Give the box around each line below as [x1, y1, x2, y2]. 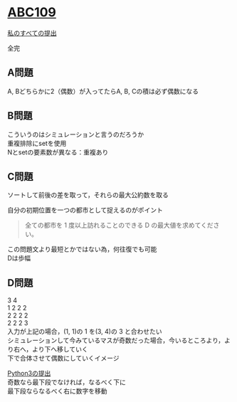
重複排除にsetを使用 [7, 139, 67, 147]
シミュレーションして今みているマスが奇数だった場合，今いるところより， [7, 336, 225, 345]
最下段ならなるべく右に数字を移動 [7, 387, 107, 396]
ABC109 [7, 4, 57, 21]
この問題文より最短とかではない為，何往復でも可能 [7, 245, 157, 253]
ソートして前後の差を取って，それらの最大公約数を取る [7, 191, 169, 199]
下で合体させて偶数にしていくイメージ [7, 354, 120, 363]
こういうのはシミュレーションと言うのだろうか [7, 129, 144, 139]
